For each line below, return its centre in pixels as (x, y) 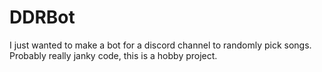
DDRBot (42, 17)
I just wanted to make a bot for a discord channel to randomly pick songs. (160, 45)
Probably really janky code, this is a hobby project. (113, 55)
